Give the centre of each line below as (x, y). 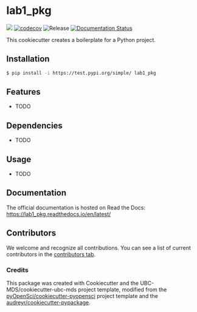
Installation (28, 59)
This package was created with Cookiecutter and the (73, 283)
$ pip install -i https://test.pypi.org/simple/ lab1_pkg (81, 73)
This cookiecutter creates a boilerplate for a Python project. (81, 39)
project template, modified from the (123, 290)
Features (23, 92)
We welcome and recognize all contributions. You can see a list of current (98, 248)
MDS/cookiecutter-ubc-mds (42, 290)
